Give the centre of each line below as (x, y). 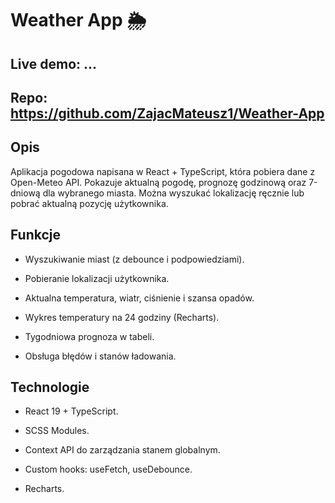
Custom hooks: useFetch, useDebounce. (108, 469)
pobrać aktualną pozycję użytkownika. (89, 203)
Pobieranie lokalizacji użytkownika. (97, 278)
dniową (25, 193)
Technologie (50, 387)
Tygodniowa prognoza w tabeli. (89, 336)
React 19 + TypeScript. (71, 411)
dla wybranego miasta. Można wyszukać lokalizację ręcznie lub (173, 193)
